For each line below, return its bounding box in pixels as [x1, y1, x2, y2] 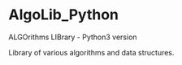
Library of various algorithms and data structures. [8, 47, 175, 57]
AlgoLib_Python [8, 6, 119, 24]
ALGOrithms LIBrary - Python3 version [8, 32, 137, 42]
